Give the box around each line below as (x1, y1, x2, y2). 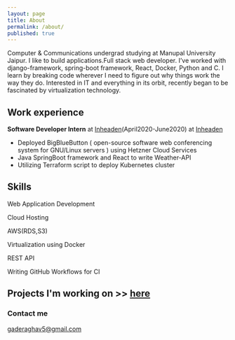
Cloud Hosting (7, 213, 49, 221)
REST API (7, 253, 35, 262)
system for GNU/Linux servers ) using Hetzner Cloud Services (17, 146, 197, 155)
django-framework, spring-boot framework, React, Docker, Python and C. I (7, 64, 224, 72)
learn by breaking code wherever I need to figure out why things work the (7, 71, 220, 80)
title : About (7, 17, 46, 24)
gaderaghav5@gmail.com (7, 325, 82, 333)
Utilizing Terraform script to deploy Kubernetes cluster (17, 161, 175, 169)
